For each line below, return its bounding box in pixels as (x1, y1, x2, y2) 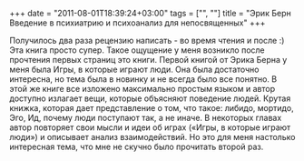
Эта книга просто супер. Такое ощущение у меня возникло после (9, 45, 265, 55)
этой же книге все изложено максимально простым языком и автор (9, 84, 275, 94)
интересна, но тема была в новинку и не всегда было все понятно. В (9, 74, 278, 85)
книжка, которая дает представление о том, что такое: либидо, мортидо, (9, 103, 294, 113)
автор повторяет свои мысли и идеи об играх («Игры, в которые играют (9, 122, 291, 133)
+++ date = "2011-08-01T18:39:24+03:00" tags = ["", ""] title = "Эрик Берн (9, 8, 292, 18)
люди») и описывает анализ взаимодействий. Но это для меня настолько (9, 132, 296, 142)
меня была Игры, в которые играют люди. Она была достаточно (9, 64, 260, 75)
